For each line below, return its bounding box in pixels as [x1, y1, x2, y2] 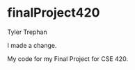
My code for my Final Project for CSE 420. [7, 54, 129, 63]
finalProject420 [7, 5, 100, 21]
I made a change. [7, 41, 57, 49]
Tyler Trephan [7, 28, 47, 36]
